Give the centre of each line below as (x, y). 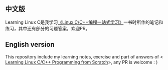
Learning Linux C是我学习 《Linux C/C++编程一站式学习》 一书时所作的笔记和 (84, 22)
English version (30, 45)
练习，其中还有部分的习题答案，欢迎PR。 (48, 28)
